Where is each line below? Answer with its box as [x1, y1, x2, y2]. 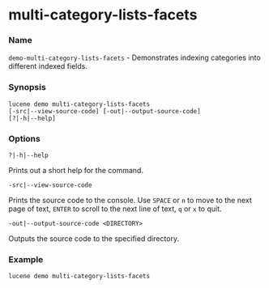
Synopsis [8, 82, 46, 93]
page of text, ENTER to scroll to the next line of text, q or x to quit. [8, 204, 222, 214]
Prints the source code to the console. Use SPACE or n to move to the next [8, 196, 253, 205]
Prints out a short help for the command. [8, 166, 144, 176]
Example [8, 254, 44, 265]
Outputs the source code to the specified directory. [8, 234, 180, 244]
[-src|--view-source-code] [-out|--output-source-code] [8, 107, 201, 115]
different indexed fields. [8, 61, 88, 71]
